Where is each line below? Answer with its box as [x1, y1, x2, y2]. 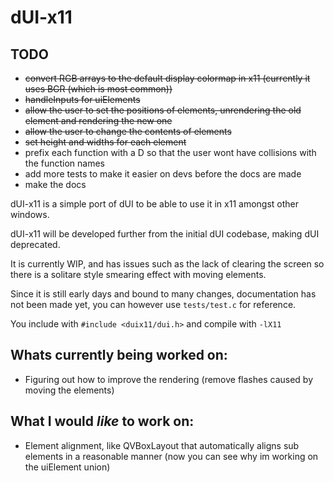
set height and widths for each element [24, 136, 187, 148]
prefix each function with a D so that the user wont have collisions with [24, 147, 317, 158]
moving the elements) [24, 384, 115, 396]
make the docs [24, 179, 87, 190]
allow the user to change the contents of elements [24, 126, 232, 137]
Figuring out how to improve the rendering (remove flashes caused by [24, 373, 314, 385]
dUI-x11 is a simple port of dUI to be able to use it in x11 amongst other [10, 198, 300, 210]
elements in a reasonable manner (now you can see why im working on [24, 450, 319, 462]
